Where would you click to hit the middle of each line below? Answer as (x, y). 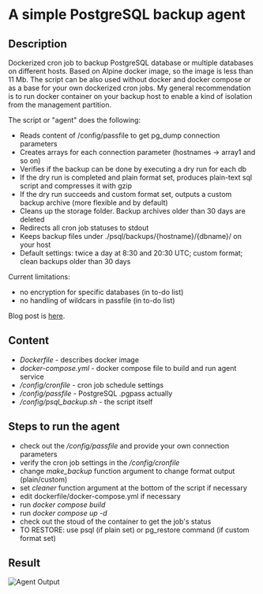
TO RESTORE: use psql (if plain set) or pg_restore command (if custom (135, 530)
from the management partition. (60, 105)
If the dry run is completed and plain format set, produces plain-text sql (136, 177)
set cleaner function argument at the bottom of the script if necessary (133, 487)
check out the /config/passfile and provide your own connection (124, 445)
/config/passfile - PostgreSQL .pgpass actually (96, 393)
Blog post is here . (37, 316)
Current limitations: (39, 277)
